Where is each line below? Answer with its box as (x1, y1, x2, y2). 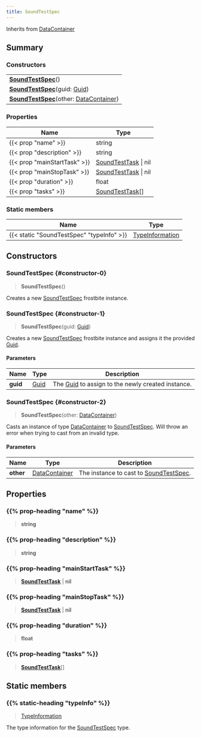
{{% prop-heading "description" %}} (6, 536, 117, 544)
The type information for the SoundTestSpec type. (6, 724, 130, 732)
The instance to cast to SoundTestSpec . (78, 468, 191, 477)
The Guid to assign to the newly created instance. (53, 380, 192, 389)
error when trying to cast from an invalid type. (6, 429, 120, 437)
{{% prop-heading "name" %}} (6, 507, 99, 515)
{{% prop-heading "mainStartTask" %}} (6, 564, 126, 573)
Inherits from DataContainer (6, 25, 75, 32)
